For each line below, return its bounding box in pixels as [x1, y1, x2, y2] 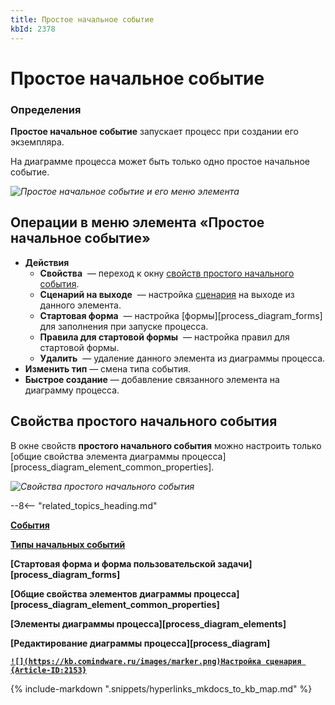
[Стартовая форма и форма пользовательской [10, 557, 216, 570]
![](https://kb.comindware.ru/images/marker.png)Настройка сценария [10, 656, 302, 666]
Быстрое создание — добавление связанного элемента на [24, 373, 280, 385]
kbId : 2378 [10, 24, 56, 34]
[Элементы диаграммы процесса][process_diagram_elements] [10, 617, 287, 630]
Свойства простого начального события [10, 413, 278, 430]
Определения [10, 102, 82, 116]
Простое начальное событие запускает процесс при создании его [10, 125, 299, 137]
